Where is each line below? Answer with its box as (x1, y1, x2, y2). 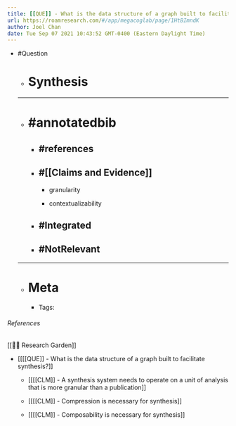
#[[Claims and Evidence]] (38, 167, 152, 179)
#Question (17, 49, 48, 58)
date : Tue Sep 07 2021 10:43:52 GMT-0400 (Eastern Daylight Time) (7, 30, 206, 37)
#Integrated (38, 219, 91, 231)
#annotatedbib (27, 115, 117, 131)
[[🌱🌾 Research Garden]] (7, 341, 77, 349)
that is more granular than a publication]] (27, 383, 146, 391)
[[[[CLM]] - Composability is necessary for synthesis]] (27, 410, 185, 419)
